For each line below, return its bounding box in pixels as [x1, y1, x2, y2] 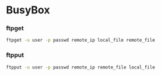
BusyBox [6, 3, 50, 17]
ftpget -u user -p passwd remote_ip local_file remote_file [6, 37, 156, 44]
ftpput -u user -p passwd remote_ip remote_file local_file [6, 64, 156, 70]
